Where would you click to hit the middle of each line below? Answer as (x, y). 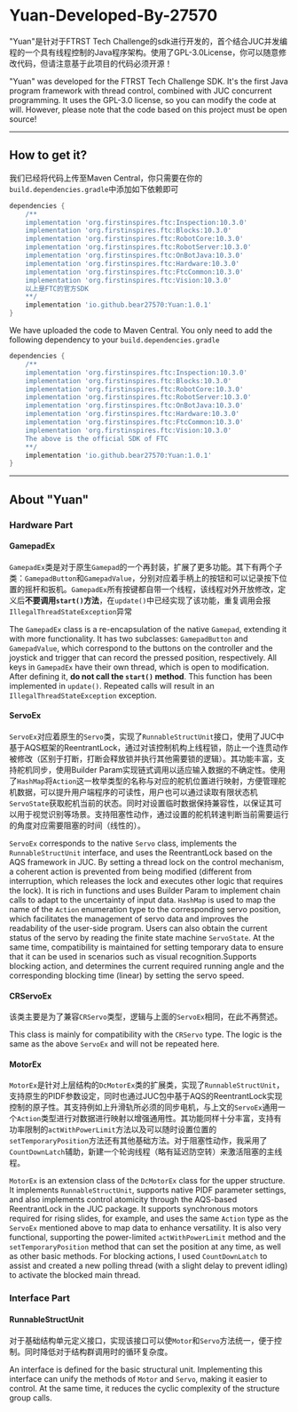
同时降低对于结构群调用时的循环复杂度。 (98, 1352)
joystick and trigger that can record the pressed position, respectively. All (143, 657)
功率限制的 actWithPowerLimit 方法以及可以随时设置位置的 (113, 1129)
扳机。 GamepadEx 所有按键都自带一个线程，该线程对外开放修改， (163, 589)
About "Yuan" (49, 499)
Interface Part (40, 1298)
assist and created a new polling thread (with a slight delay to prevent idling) (149, 1266)
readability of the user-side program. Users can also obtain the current (138, 928)
